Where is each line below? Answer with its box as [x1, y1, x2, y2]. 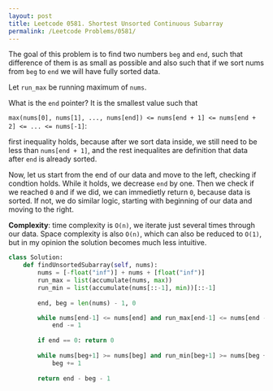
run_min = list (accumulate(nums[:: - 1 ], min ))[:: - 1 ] [37, 283, 217, 292]
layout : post [8, 11, 53, 20]
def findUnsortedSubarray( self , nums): [23, 261, 158, 270]
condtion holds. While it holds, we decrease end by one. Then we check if [8, 178, 254, 188]
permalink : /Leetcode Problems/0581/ [8, 27, 136, 35]
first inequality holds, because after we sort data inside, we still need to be [8, 137, 258, 147]
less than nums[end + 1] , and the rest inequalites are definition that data [8, 146, 248, 156]
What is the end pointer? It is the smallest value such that [8, 99, 198, 108]
